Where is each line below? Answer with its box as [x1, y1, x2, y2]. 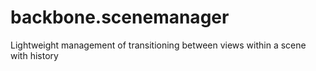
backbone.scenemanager [10, 6, 230, 29]
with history [10, 49, 59, 61]
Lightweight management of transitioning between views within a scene [10, 39, 307, 51]
